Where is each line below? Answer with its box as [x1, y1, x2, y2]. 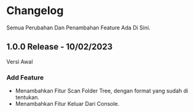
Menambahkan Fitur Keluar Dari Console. [15, 100, 120, 108]
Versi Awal [6, 58, 33, 65]
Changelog [6, 4, 64, 18]
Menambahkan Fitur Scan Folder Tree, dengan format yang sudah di [15, 87, 188, 95]
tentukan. [15, 94, 40, 101]
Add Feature [6, 73, 44, 81]
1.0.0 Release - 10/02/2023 [6, 42, 113, 52]
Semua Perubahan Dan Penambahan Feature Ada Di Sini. [6, 24, 150, 31]
